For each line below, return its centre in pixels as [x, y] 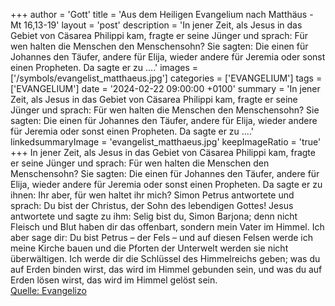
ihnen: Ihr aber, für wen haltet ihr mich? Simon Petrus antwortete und [152, 195]
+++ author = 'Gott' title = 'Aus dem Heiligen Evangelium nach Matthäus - [162, 14]
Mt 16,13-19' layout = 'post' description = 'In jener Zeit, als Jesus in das [156, 25]
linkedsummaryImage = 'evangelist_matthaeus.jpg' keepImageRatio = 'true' [166, 142]
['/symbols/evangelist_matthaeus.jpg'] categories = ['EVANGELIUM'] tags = [166, 78]
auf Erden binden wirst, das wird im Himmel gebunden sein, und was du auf [166, 269]
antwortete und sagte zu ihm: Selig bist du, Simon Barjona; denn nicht [154, 216]
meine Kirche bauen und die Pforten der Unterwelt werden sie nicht [149, 248]
